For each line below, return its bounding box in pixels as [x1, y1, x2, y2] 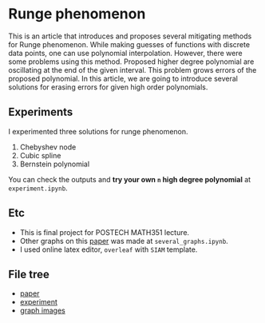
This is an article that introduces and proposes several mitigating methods [8, 31, 252, 41]
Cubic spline [19, 150, 61, 160]
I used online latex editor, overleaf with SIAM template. [19, 245, 198, 254]
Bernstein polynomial [19, 159, 90, 169]
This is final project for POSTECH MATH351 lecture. [19, 227, 190, 237]
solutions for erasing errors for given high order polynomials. [8, 82, 208, 92]
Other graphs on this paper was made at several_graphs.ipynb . [19, 236, 229, 245]
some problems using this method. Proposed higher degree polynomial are [8, 57, 255, 66]
